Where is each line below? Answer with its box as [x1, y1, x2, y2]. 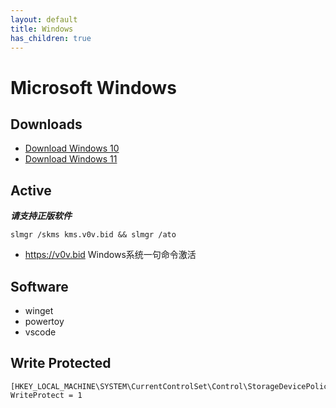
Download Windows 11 [24, 153, 118, 165]
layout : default [10, 14, 78, 25]
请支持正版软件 [10, 210, 72, 222]
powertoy [24, 316, 65, 327]
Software [10, 278, 69, 295]
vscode [24, 326, 57, 338]
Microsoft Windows [10, 76, 177, 99]
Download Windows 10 [24, 142, 120, 155]
